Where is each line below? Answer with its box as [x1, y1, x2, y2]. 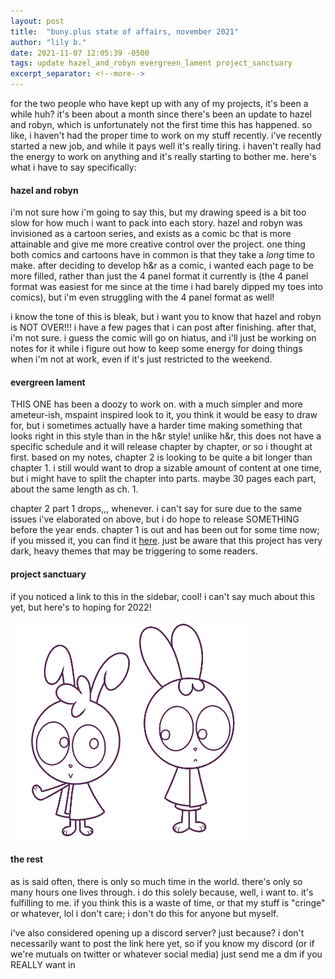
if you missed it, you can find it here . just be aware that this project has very [10, 535, 323, 547]
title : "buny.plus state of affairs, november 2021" [10, 26, 240, 37]
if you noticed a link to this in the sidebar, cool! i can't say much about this [10, 590, 316, 602]
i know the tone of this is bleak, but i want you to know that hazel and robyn [10, 311, 322, 323]
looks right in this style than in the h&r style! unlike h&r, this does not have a [10, 430, 322, 442]
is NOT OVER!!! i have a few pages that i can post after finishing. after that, [10, 321, 317, 334]
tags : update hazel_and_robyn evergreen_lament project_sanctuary [10, 58, 293, 69]
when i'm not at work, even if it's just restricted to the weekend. [10, 353, 273, 365]
